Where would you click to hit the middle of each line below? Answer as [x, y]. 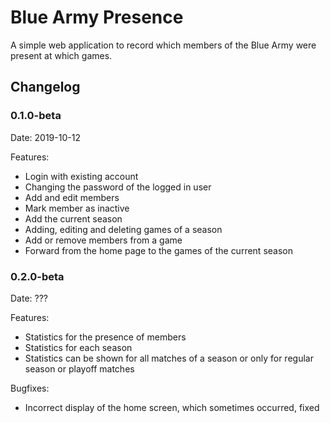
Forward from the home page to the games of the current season [158, 250]
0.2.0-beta [37, 276]
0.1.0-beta [36, 116]
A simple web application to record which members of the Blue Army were [163, 45]
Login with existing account [81, 176]
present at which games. [61, 55]
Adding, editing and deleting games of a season [123, 229]
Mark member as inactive [77, 208]
